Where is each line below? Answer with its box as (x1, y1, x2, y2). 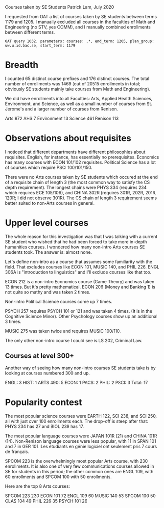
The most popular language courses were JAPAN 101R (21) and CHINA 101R (5, 433, 157, 439)
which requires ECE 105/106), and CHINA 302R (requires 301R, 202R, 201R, (5, 189, 157, 195)
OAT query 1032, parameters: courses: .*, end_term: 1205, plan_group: (5, 39, 154, 44)
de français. (5, 449, 29, 455)
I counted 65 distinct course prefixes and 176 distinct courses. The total (5, 76, 150, 81)
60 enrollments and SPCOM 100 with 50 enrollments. (5, 474, 112, 480)
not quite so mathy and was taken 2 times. (5, 289, 91, 295)
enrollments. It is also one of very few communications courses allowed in (5, 463, 154, 469)
